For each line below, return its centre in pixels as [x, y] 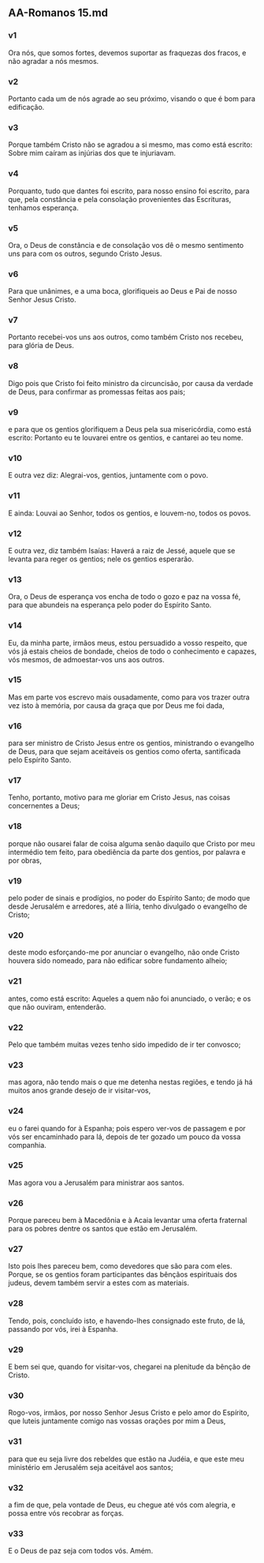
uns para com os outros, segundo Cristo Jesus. [85, 253]
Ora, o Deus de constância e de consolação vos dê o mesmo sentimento [126, 245]
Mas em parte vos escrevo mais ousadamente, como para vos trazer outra [129, 697]
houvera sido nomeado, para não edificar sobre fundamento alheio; [118, 961]
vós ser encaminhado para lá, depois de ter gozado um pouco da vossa [125, 1137]
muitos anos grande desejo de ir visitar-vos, [80, 1091]
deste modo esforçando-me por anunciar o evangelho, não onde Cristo [124, 952]
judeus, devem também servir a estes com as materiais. [99, 1283]
